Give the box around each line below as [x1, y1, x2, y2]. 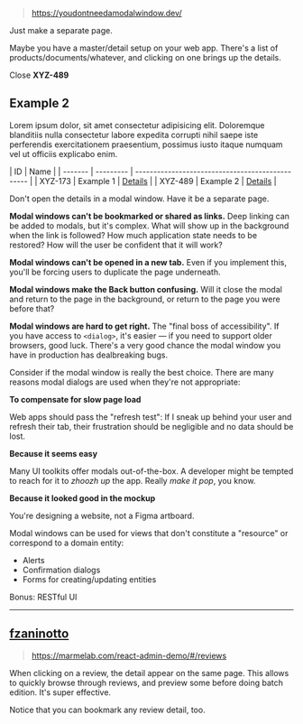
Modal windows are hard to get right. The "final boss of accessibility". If [9, 320, 280, 331]
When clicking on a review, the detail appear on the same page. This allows [9, 667, 289, 678]
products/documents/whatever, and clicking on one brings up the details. [9, 52, 282, 62]
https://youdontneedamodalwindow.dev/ [31, 8, 182, 18]
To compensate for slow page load [9, 394, 142, 404]
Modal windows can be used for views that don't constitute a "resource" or [9, 527, 289, 538]
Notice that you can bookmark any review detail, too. [9, 704, 206, 715]
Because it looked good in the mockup [9, 492, 156, 504]
